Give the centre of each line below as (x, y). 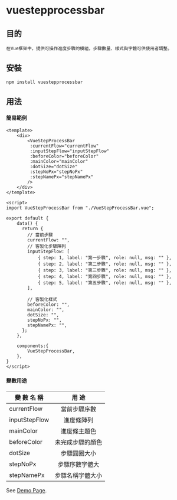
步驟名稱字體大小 (79, 475)
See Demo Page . (27, 490)
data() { (27, 224)
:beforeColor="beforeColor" (64, 156)
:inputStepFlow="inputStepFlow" (70, 151)
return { (32, 229)
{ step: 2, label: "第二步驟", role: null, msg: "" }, (105, 264)
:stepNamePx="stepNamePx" (62, 177)
